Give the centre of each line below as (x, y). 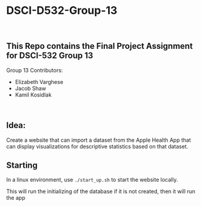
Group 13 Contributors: (35, 70)
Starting (22, 165)
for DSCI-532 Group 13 (50, 56)
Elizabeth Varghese (39, 81)
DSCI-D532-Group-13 (62, 11)
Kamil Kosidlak (33, 95)
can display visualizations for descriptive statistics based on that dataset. (97, 146)
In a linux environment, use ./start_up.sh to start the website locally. (92, 180)
